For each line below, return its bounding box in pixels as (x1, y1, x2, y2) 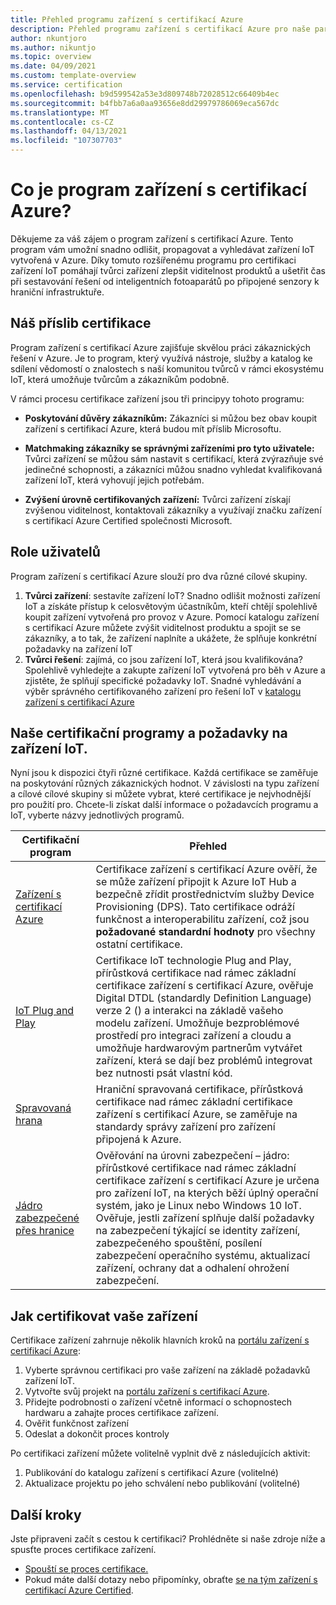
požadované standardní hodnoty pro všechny (95, 925, 316, 939)
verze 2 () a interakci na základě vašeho (95, 1004, 284, 1018)
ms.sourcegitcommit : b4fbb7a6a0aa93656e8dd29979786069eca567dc (10, 98, 280, 108)
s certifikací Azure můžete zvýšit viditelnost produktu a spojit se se (24, 621, 302, 633)
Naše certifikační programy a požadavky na (10, 724, 288, 741)
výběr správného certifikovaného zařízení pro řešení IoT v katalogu (24, 685, 302, 697)
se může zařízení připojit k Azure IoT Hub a (95, 875, 297, 889)
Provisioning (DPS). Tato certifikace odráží (95, 900, 295, 914)
